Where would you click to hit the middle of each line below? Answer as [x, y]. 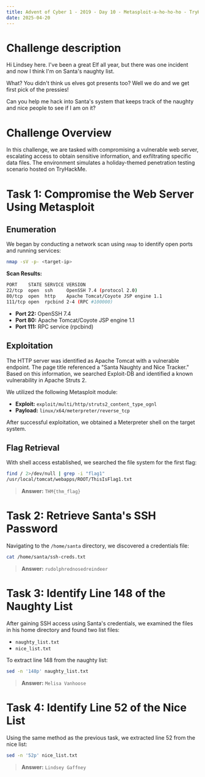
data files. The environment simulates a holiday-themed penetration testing [101, 163]
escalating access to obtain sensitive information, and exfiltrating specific [99, 156]
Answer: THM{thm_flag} [51, 491]
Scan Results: [24, 273]
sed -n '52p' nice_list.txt [42, 755]
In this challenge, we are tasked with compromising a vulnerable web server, [103, 150]
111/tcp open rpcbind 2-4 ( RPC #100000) [60, 302]
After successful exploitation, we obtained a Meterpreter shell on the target [101, 422]
